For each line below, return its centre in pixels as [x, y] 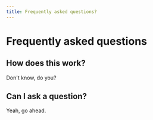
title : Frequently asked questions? [51, 12]
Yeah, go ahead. [26, 110]
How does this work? [46, 63]
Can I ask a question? [47, 96]
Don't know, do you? [31, 78]
